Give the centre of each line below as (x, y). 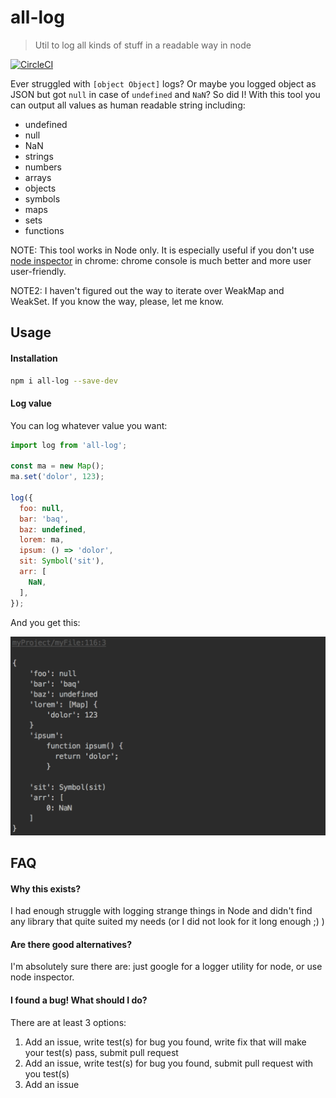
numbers (43, 167)
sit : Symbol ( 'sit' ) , (62, 561)
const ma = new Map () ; (57, 466)
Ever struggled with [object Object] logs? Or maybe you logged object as (163, 83)
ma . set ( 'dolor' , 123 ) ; (57, 477)
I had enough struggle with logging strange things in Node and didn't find (161, 911)
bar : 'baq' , (44, 519)
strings (39, 156)
